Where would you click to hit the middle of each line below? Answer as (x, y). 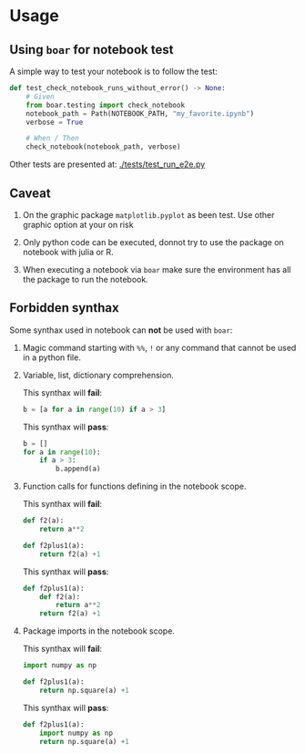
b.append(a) (78, 469)
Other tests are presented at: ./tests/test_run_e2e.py (107, 164)
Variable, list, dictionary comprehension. (98, 375)
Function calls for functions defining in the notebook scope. (135, 486)
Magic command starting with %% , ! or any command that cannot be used (159, 347)
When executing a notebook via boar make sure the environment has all (157, 269)
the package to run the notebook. (85, 279)
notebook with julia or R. (68, 252)
